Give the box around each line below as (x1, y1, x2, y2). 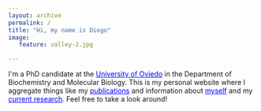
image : (8, 33, 30, 42)
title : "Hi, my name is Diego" (8, 26, 111, 34)
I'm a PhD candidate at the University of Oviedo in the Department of (8, 69, 233, 79)
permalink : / (8, 19, 51, 27)
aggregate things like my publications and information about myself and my (8, 86, 253, 95)
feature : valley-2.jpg (18, 41, 93, 49)
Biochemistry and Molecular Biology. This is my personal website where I (8, 78, 246, 87)
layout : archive (8, 11, 62, 20)
